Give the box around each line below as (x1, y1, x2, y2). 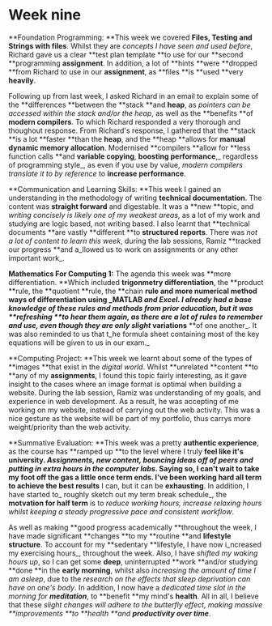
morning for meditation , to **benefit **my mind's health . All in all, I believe (8, 591, 259, 601)
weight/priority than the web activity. (8, 422, 131, 432)
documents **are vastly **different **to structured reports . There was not (8, 227, 257, 236)
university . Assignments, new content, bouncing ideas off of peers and (8, 455, 253, 465)
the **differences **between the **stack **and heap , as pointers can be (8, 100, 251, 109)
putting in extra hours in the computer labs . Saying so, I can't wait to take (8, 463, 260, 473)
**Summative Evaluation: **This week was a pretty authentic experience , (8, 437, 259, 447)
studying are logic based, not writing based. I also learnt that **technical (8, 219, 250, 228)
